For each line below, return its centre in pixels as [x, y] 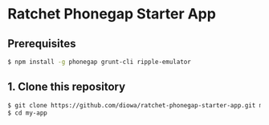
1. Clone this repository [67, 87]
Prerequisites [42, 44]
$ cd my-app [27, 113]
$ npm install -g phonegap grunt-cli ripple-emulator [100, 62]
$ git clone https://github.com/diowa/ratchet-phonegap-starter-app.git [132, 105]
